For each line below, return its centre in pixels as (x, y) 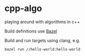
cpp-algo (23, 8)
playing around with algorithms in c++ (42, 22)
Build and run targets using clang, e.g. (42, 40)
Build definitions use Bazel (31, 31)
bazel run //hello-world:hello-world (42, 49)
